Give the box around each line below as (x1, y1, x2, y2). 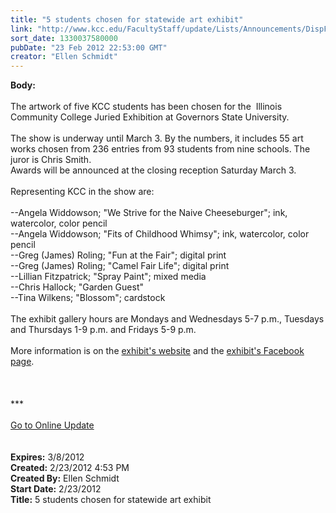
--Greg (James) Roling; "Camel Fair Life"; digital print (10, 260, 230, 272)
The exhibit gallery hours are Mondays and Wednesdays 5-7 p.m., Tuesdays (10, 313, 325, 325)
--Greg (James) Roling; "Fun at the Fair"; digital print (10, 249, 227, 261)
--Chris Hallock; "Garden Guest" (10, 281, 144, 293)
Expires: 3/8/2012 (10, 451, 85, 463)
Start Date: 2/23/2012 (10, 483, 102, 495)
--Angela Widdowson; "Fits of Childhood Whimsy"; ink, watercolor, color (10, 228, 310, 240)
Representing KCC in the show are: (10, 186, 155, 198)
